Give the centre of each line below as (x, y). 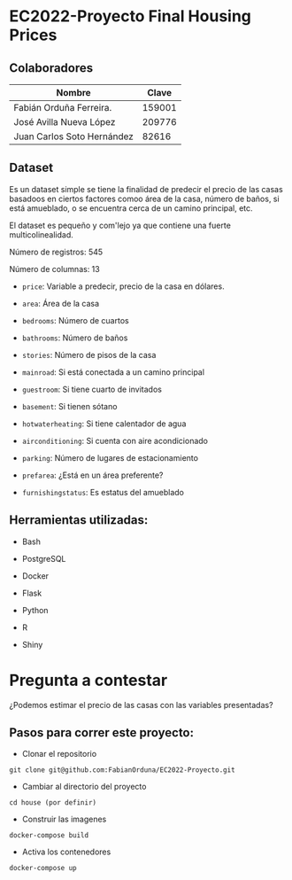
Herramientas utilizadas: (79, 520)
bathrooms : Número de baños (75, 338)
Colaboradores (51, 68)
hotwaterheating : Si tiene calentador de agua (104, 424)
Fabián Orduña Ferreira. (63, 108)
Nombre (73, 93)
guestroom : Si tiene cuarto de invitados (92, 389)
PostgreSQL (44, 558)
